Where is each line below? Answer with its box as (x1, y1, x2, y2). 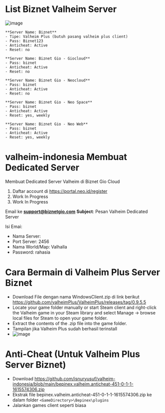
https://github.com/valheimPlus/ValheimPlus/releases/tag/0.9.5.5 (12, 299, 146, 305)
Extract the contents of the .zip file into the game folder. (12, 320, 127, 326)
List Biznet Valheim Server (5, 3, 117, 15)
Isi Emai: (5, 223, 22, 229)
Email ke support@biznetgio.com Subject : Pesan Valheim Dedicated (5, 208, 148, 214)
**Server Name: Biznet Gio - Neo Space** (5, 99, 93, 104)
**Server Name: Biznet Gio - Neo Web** (5, 121, 88, 126)
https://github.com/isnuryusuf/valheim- (34, 375, 116, 381)
